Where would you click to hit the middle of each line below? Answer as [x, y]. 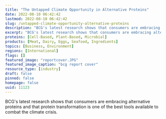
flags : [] [15, 55]
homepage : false [22, 83]
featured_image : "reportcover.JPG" [42, 60]
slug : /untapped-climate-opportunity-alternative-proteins [67, 23]
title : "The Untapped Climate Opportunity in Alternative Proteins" [77, 10]
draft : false [19, 74]
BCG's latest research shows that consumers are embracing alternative [78, 101]
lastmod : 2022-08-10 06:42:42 [36, 19]
